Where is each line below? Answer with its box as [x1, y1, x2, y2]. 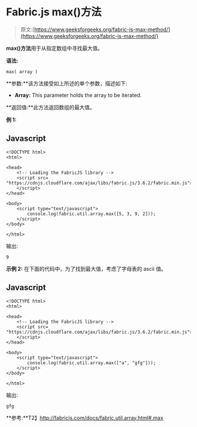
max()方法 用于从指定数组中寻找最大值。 [6, 45, 103, 52]
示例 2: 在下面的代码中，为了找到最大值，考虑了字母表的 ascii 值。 [6, 265, 167, 272]
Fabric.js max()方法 [6, 5, 101, 19]
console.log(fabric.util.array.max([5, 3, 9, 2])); [27, 211, 157, 217]
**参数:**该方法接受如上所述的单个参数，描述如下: [6, 80, 128, 87]
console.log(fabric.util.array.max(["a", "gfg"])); [27, 359, 157, 366]
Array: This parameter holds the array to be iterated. [14, 92, 142, 99]
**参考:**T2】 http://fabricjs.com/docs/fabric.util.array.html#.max [6, 414, 164, 421]
